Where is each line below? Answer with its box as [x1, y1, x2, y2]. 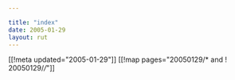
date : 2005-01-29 [8, 25, 66, 34]
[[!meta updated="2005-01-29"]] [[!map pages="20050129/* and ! [8, 55, 227, 64]
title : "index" [8, 18, 59, 26]
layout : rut [8, 33, 48, 41]
